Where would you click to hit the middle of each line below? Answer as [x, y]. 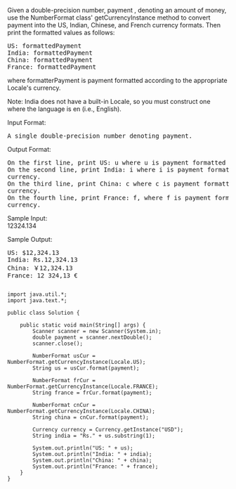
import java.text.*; [38, 301]
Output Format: [29, 149]
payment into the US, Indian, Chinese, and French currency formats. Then [114, 25]
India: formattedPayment [50, 53]
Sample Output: [30, 239]
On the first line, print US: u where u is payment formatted [117, 163]
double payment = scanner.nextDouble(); [92, 337]
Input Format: [27, 123]
